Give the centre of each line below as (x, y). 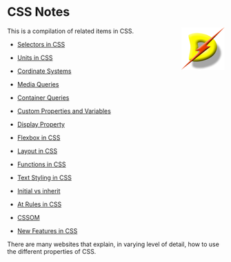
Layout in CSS (37, 151)
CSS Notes (39, 12)
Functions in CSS (41, 164)
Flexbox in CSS (39, 138)
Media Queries (38, 84)
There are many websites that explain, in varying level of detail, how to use (113, 244)
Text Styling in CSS (44, 177)
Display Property (41, 124)
